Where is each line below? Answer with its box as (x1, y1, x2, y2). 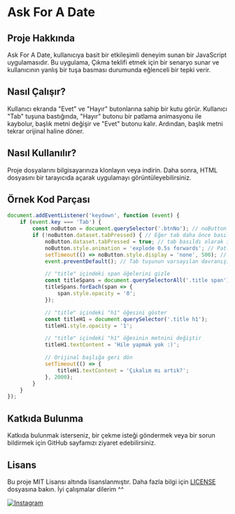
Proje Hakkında (7, 32, 76, 44)
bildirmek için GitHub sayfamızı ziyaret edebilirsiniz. (7, 439, 156, 447)
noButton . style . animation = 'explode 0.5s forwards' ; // (44, 245, 215, 252)
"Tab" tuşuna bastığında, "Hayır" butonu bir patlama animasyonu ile (7, 111, 202, 120)
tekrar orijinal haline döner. (7, 127, 85, 135)
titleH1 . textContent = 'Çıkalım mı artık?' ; (57, 367, 190, 374)
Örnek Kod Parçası (7, 194, 90, 205)
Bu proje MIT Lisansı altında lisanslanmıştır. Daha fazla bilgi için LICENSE (7, 478, 216, 486)
